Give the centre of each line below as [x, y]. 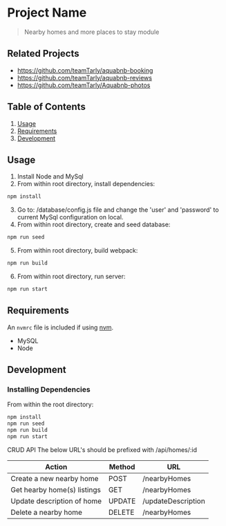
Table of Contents [47, 107]
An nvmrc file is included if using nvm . [60, 327]
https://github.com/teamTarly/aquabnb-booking [85, 70]
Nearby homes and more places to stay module [92, 32]
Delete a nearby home [47, 512]
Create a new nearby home [55, 478]
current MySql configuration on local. [70, 217]
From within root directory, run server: [71, 276]
